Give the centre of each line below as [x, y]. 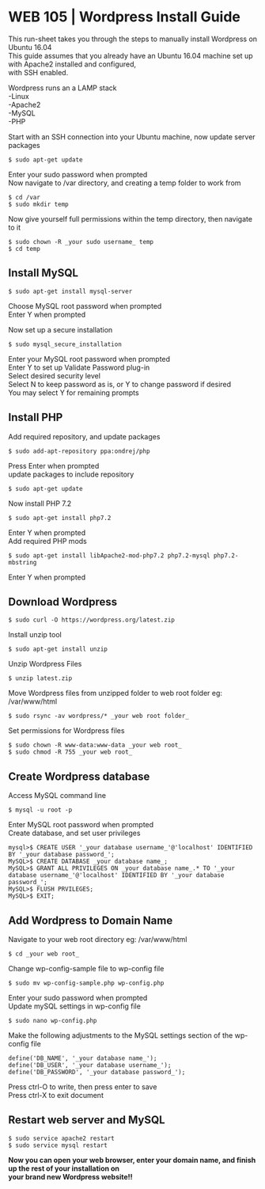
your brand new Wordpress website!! [70, 1176]
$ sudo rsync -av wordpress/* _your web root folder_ [99, 716]
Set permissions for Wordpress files [66, 731]
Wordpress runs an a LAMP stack [62, 88]
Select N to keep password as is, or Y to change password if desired [120, 384]
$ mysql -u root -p [40, 810]
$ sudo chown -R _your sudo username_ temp [81, 241]
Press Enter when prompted [54, 465]
